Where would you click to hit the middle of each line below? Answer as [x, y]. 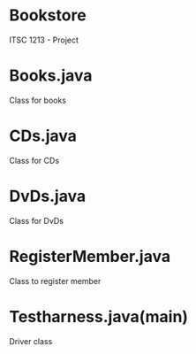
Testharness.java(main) [98, 316]
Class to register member [55, 281]
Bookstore [48, 15]
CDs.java [43, 136]
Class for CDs [34, 160]
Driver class [31, 341]
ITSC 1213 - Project [44, 40]
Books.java [51, 76]
